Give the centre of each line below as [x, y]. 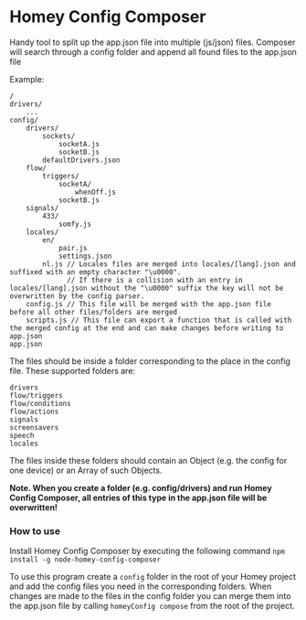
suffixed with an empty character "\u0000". [95, 272]
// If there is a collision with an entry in [155, 280]
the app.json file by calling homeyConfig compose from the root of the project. [152, 606]
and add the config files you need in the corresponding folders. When [141, 586]
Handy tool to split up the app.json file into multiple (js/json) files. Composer [153, 42]
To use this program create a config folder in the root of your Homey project [153, 577]
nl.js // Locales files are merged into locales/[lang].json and [169, 264]
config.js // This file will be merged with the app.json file [149, 304]
